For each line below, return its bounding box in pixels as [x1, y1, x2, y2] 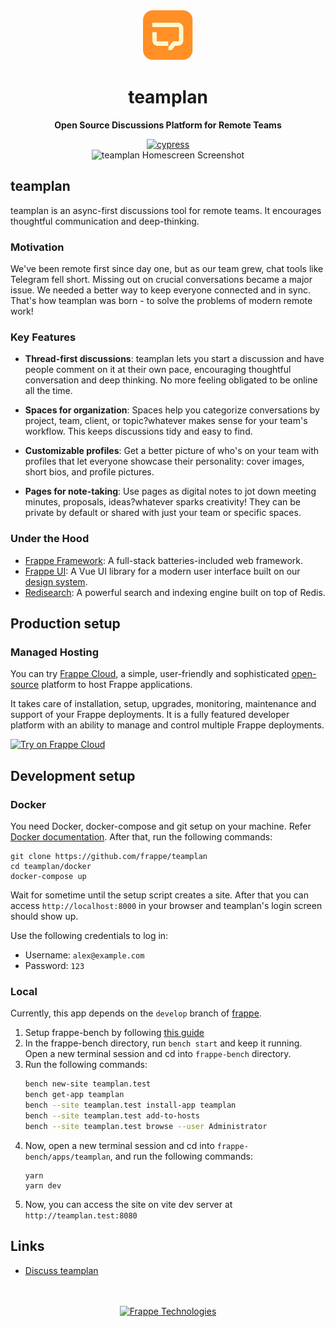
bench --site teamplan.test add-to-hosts [24, 1110, 201, 1121]
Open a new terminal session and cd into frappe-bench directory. [24, 1048, 292, 1060]
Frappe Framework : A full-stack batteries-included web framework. [24, 554, 304, 566]
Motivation [10, 240, 65, 254]
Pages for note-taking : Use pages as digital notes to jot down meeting [24, 485, 317, 498]
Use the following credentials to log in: [10, 930, 169, 942]
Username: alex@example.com [24, 949, 145, 961]
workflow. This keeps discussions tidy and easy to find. [24, 425, 253, 438]
